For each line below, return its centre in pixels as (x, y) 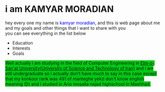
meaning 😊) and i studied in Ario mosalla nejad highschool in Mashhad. (78, 84)
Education (22, 43)
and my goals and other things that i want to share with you (65, 28)
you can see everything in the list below (46, 33)
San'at (12, 68)
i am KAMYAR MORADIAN (60, 9)
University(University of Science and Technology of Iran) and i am (86, 68)
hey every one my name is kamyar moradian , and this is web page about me (83, 23)
